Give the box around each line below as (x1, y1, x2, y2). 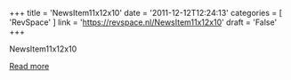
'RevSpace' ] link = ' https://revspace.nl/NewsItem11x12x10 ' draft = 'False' (9, 17, 278, 28)
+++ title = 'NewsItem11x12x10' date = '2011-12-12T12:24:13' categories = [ (9, 8, 283, 18)
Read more (9, 61, 50, 71)
